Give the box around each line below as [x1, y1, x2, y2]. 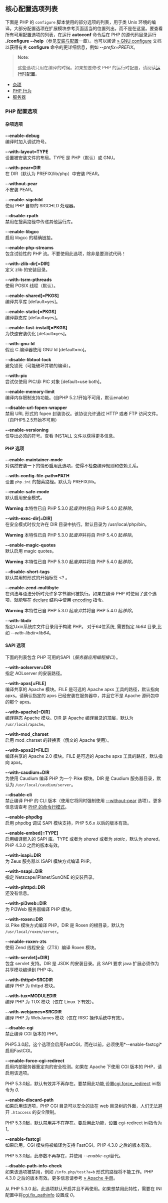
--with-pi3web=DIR [5, 900, 47, 906]
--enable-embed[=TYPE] [5, 830, 58, 836]
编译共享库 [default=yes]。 [5, 298, 61, 305]
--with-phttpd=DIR [5, 884, 45, 890]
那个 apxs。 [9, 699, 34, 705]
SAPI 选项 [5, 642, 25, 648]
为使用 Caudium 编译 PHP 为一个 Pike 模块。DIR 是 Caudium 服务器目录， [5, 775, 157, 781]
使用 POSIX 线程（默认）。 [5, 283, 58, 289]
